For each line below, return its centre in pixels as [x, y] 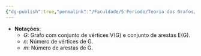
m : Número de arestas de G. [58, 48]
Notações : [28, 29]
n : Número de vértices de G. [58, 41]
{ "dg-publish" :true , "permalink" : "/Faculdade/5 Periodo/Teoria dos [90, 12]
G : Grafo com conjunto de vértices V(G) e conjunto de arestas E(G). [106, 35]
